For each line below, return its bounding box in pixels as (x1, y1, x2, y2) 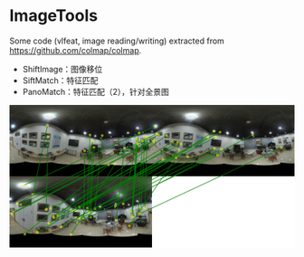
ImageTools (9, 5, 98, 26)
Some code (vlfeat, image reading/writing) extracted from (9, 35, 224, 46)
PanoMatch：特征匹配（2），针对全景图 (22, 86, 170, 97)
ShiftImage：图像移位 (22, 63, 103, 74)
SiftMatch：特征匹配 (22, 74, 99, 86)
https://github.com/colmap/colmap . (9, 44, 142, 55)
